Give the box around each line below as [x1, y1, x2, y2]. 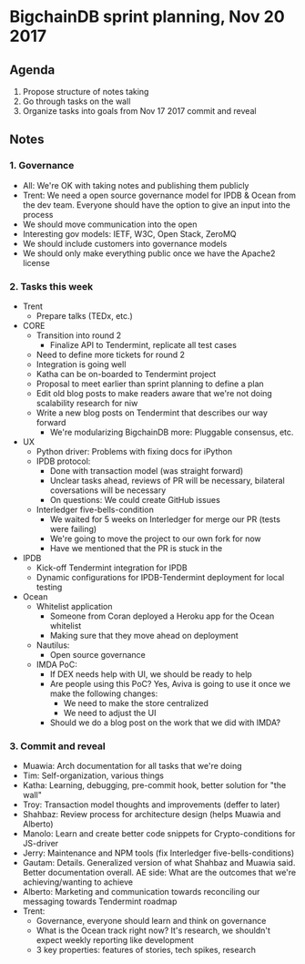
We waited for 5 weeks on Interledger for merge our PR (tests [49, 513, 280, 525]
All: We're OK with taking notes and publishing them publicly [22, 179, 249, 190]
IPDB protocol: [36, 456, 91, 467]
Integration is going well [36, 358, 127, 370]
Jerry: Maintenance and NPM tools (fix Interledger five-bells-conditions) [22, 847, 295, 858]
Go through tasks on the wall [22, 96, 131, 107]
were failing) [49, 523, 97, 534]
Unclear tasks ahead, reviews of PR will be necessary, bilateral [49, 475, 285, 486]
